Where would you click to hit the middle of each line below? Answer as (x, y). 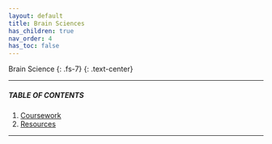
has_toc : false (34, 46)
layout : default (36, 16)
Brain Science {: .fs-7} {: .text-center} (71, 69)
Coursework (41, 116)
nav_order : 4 (30, 38)
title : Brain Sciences (47, 23)
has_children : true (41, 31)
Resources (38, 124)
